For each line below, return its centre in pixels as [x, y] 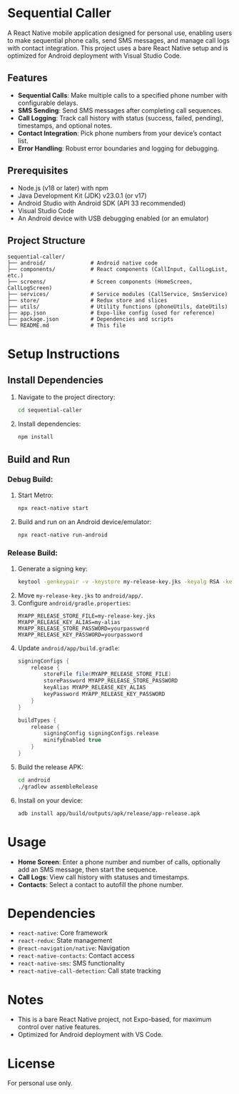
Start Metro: [35, 495]
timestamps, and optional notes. [65, 126]
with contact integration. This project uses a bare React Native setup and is [118, 48]
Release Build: [33, 553]
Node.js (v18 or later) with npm [63, 188]
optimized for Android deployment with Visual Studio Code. [95, 56]
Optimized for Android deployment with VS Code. [90, 1035]
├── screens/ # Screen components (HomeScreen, [100, 282]
